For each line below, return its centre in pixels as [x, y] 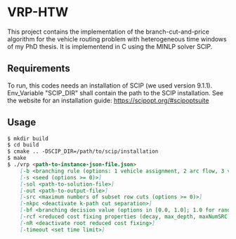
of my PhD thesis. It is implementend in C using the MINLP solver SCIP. [110, 46]
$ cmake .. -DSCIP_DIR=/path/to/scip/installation [83, 151]
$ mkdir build [28, 138]
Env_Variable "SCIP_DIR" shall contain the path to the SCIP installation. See [115, 93]
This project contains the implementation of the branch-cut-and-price [108, 32]
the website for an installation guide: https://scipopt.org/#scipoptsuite [108, 100]
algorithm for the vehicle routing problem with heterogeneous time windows [117, 39]
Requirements [39, 68]
